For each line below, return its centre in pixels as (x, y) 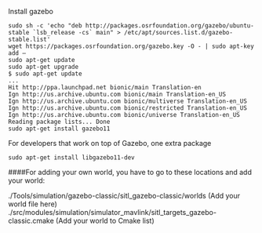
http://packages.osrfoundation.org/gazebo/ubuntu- (170, 26)
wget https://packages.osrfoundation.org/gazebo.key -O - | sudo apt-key (131, 46)
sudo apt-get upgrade (44, 67)
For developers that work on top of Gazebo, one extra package (110, 143)
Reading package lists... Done (59, 122)
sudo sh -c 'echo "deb (45, 26)
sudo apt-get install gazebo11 (59, 129)
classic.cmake (31, 220)
